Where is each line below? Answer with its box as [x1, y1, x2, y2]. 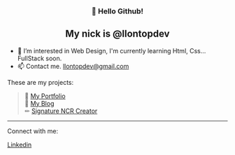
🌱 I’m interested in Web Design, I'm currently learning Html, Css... [17, 46, 206, 55]
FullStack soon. [17, 54, 62, 62]
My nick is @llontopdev [65, 28, 170, 40]
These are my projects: [7, 78, 74, 86]
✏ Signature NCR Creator [24, 107, 98, 115]
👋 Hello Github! [91, 6, 144, 16]
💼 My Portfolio [24, 91, 66, 100]
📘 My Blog [24, 99, 55, 107]
